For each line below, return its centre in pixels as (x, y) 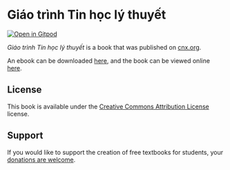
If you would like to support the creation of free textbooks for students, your (115, 152)
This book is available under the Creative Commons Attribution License (108, 106)
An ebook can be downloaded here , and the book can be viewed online (109, 60)
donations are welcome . (41, 160)
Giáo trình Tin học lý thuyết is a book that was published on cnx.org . (104, 47)
